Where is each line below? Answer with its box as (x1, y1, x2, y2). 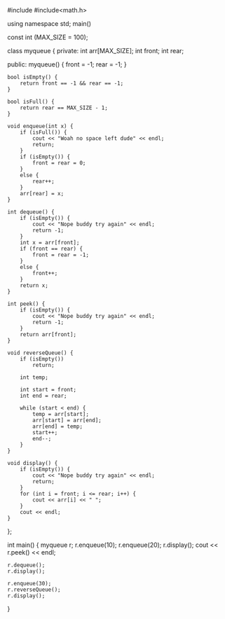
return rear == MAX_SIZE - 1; (20, 104, 109, 111)
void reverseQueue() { (7, 349, 74, 356)
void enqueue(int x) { (7, 123, 74, 130)
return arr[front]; (20, 331, 77, 338)
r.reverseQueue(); (7, 586, 61, 593)
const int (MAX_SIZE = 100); (7, 33, 88, 41)
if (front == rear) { (20, 245, 83, 252)
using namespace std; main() (7, 20, 92, 27)
